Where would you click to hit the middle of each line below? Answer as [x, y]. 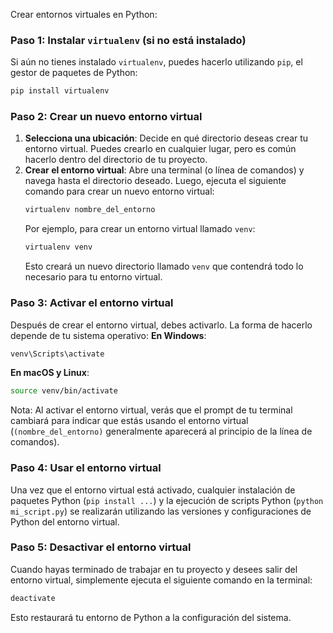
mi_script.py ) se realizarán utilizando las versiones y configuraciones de [161, 511]
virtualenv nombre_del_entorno [90, 210]
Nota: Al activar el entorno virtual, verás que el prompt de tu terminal [151, 410]
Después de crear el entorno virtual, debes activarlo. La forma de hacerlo [161, 325]
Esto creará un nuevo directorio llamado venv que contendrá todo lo [164, 266]
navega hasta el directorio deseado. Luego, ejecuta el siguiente [155, 181]
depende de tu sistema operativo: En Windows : [108, 335]
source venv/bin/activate [64, 391]
